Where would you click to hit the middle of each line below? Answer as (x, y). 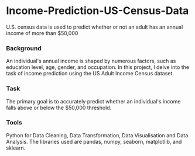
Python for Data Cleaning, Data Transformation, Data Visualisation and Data (97, 135)
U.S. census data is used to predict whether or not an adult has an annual (95, 27)
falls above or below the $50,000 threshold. (59, 108)
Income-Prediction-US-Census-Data (97, 11)
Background (24, 48)
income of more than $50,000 (42, 33)
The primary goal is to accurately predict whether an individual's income (93, 101)
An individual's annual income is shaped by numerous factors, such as (91, 61)
